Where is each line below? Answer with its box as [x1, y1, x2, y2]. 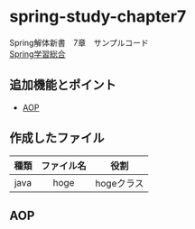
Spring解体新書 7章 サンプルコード [9, 37, 149, 48]
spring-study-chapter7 [9, 6, 187, 27]
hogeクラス [95, 177, 144, 189]
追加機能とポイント [9, 78, 116, 93]
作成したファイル [9, 131, 105, 146]
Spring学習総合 [9, 48, 66, 60]
